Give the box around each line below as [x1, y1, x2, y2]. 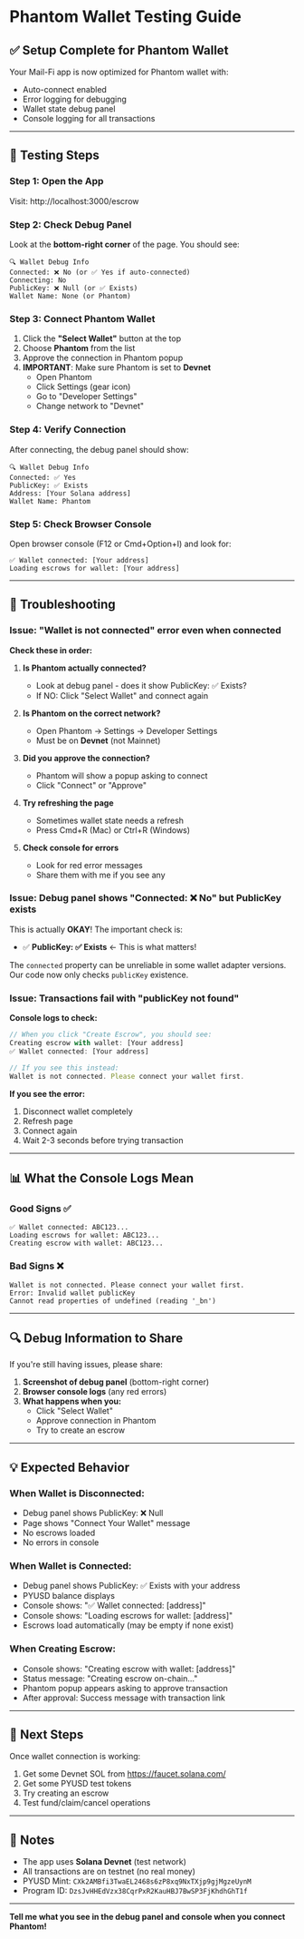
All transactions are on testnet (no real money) [22, 1866, 196, 1877]
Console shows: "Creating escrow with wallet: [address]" [22, 1663, 236, 1674]
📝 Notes [9, 1832, 55, 1847]
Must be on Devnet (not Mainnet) [35, 735, 161, 746]
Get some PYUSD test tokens [22, 1778, 132, 1789]
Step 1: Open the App [9, 175, 104, 188]
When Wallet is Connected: [9, 1559, 132, 1572]
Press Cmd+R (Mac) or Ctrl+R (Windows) [35, 824, 191, 836]
